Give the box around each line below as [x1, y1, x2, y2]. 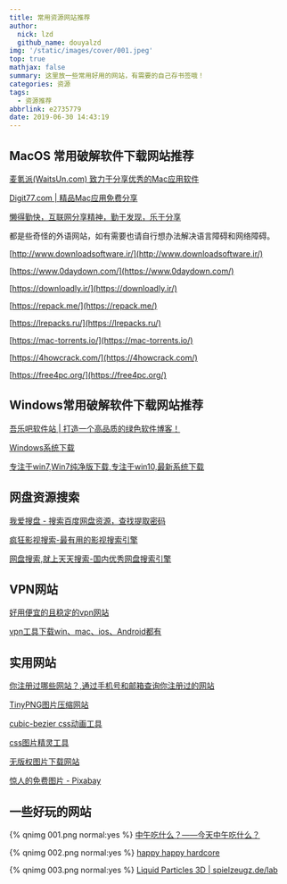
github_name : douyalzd [17, 38, 102, 47]
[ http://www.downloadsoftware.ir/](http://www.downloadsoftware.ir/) [9, 248, 264, 259]
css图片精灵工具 [9, 737, 70, 748]
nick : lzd [17, 29, 53, 38]
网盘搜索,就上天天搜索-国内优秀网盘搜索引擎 [9, 553, 172, 564]
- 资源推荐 [17, 96, 53, 105]
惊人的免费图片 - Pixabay [9, 775, 102, 787]
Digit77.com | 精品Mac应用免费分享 [9, 192, 138, 203]
